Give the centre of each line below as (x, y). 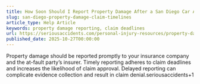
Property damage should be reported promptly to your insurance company (98, 56)
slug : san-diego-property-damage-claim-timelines (69, 17)
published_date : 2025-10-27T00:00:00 (53, 39)
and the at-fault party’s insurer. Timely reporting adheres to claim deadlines (99, 62)
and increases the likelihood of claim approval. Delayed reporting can (91, 68)
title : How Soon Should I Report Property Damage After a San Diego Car (98, 12)
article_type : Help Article (41, 22)
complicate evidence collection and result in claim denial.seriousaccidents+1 (100, 75)
